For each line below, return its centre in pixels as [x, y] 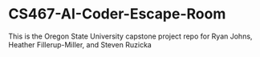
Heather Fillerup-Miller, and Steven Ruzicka [80, 44]
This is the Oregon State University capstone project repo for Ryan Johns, [130, 36]
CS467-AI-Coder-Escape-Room [117, 14]
